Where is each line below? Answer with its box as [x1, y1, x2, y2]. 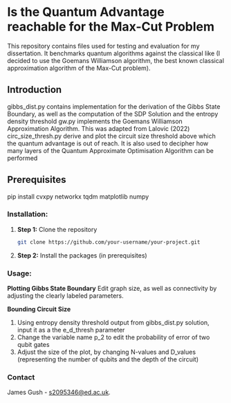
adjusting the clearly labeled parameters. [7, 292, 124, 300]
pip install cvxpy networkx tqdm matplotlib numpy [7, 192, 149, 201]
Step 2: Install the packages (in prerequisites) [17, 251, 147, 260]
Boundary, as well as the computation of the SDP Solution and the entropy [7, 109, 219, 118]
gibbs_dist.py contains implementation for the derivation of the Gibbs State [7, 102, 221, 111]
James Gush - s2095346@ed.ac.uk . [7, 388, 111, 397]
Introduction [7, 84, 62, 96]
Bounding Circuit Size [7, 305, 71, 314]
